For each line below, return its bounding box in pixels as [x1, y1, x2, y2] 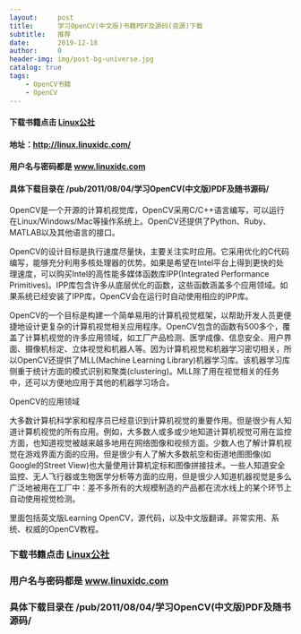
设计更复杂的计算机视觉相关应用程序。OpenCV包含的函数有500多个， [24, 321, 283, 332]
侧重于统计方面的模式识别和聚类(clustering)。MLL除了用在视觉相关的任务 [9, 366, 280, 377]
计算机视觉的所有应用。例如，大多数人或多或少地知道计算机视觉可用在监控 [16, 426, 292, 437]
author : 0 [9, 47, 63, 56]
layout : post [9, 13, 74, 22]
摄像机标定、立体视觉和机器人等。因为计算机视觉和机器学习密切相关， [24, 344, 284, 355]
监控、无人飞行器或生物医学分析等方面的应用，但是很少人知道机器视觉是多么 [9, 471, 292, 482]
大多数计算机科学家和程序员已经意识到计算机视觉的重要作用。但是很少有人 [9, 416, 284, 426]
